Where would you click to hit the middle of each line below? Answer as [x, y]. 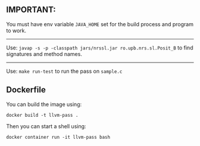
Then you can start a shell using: [46, 126]
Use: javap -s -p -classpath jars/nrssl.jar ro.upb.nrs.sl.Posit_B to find [100, 48]
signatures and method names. [44, 54]
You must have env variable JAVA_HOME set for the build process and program [100, 24]
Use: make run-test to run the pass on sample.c [64, 71]
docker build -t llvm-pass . [42, 115]
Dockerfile [26, 90]
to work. [16, 30]
